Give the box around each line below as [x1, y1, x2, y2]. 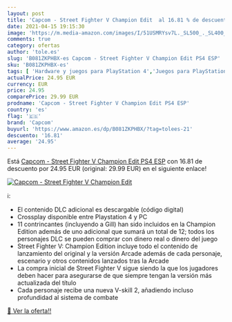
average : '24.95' [7, 139, 57, 145]
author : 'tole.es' [7, 49, 60, 56]
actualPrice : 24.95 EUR [7, 74, 76, 81]
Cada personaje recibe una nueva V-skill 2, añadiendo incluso [17, 286, 193, 294]
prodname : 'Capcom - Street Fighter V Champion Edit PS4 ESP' [7, 100, 190, 107]
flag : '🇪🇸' [7, 112, 41, 119]
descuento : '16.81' [7, 132, 64, 139]
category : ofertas [7, 42, 60, 49]
